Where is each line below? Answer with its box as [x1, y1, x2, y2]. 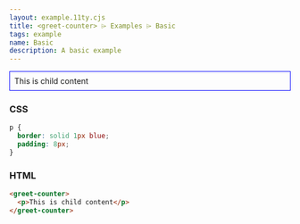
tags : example [9, 29, 62, 38]
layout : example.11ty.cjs [9, 12, 105, 22]
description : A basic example [9, 46, 122, 55]
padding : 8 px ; [17, 140, 70, 149]
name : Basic [9, 37, 54, 47]
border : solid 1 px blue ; [17, 131, 110, 141]
